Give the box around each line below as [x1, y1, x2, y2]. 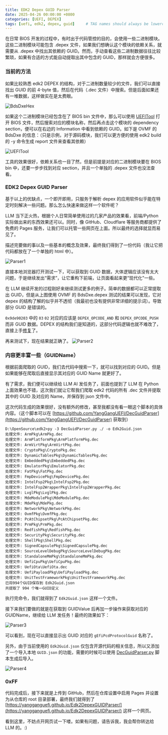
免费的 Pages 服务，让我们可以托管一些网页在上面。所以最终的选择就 [5, 225, 147, 231]
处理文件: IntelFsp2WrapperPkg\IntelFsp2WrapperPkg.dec [5, 485, 121, 490]
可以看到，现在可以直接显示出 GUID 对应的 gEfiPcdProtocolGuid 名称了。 [5, 632, 156, 638]
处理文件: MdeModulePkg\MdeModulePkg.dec [5, 495, 90, 500]
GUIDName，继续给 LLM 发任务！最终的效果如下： [5, 612, 110, 618]
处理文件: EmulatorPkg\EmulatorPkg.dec [5, 463, 85, 469]
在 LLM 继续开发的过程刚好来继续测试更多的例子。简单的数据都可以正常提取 [5, 285, 161, 291]
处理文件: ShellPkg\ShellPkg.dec [5, 538, 72, 543]
